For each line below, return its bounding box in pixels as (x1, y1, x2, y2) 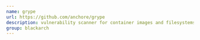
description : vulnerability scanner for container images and (6, 19, 164, 25)
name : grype (6, 8, 36, 15)
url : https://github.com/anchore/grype (6, 14, 105, 20)
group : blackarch (6, 25, 49, 31)
